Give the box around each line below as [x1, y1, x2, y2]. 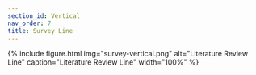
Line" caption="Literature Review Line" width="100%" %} [7, 57, 199, 67]
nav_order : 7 [7, 19, 52, 27]
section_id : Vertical [7, 11, 81, 20]
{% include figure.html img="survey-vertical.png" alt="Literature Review [7, 49, 248, 59]
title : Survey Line [7, 27, 73, 35]
